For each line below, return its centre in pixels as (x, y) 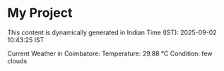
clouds (17, 60)
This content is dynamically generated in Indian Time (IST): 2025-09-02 (112, 32)
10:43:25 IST (26, 39)
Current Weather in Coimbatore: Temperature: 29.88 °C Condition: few (110, 53)
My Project (40, 13)
